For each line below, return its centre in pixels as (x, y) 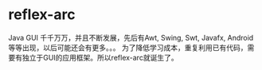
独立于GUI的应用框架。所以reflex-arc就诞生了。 (100, 57)
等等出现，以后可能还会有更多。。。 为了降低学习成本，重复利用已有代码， (128, 47)
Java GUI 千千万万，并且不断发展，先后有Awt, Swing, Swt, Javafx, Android (131, 37)
